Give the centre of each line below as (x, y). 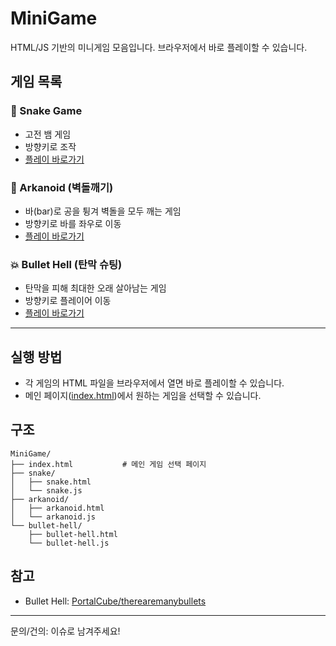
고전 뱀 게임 (48, 134)
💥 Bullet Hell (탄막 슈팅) (66, 264)
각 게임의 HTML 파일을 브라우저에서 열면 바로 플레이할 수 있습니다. (154, 383)
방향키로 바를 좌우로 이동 (73, 223)
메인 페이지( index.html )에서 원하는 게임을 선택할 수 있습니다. (143, 396)
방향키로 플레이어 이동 (68, 301)
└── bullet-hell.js (69, 543)
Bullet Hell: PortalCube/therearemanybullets (115, 601)
